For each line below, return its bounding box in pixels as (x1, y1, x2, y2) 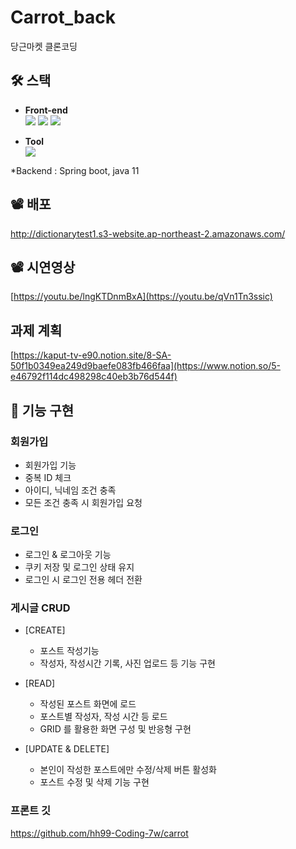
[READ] (24, 677, 56, 690)
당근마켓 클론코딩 (10, 40, 78, 52)
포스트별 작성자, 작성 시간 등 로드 (39, 711, 168, 723)
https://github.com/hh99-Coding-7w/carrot (10, 827, 189, 839)
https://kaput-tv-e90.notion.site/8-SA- (13, 349, 172, 361)
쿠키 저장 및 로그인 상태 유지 (24, 561, 135, 573)
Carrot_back (10, 6, 116, 29)
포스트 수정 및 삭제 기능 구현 (39, 776, 150, 788)
